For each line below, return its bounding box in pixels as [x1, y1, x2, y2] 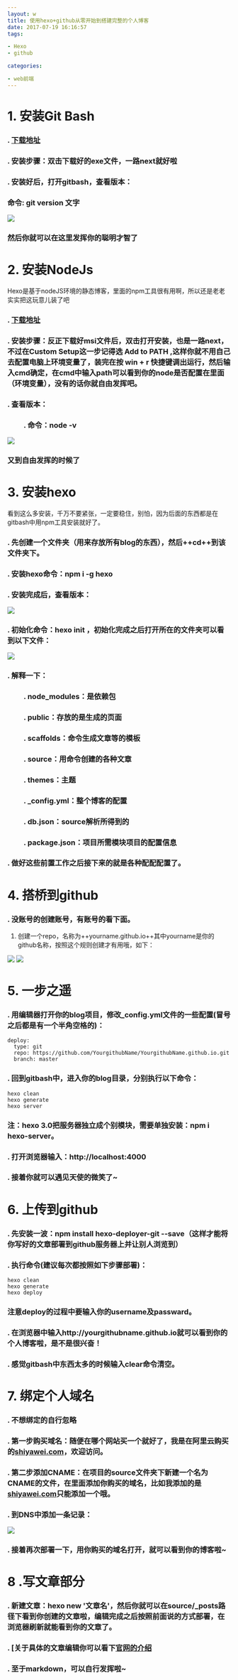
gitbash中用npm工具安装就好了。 [7, 518, 104, 526]
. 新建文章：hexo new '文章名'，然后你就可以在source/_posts [7, 1600, 219, 1610]
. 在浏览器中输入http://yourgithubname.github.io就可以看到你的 [7, 1328, 228, 1338]
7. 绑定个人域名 [7, 1388, 94, 1404]
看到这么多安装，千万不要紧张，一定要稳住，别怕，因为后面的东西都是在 [7, 509, 218, 517]
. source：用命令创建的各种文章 [23, 754, 132, 764]
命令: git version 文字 [7, 197, 80, 207]
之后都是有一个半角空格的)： [7, 1021, 105, 1031]
